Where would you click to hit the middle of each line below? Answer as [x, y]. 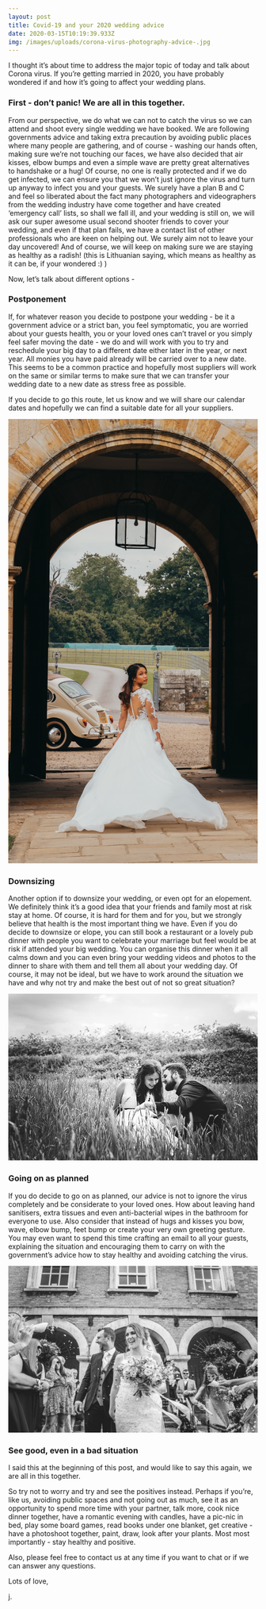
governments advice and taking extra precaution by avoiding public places [130, 137]
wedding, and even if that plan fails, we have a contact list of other [117, 229]
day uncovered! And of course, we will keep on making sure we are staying [131, 247]
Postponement [37, 299]
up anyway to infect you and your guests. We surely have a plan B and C [126, 187]
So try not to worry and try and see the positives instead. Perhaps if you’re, [131, 1492]
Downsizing [32, 881]
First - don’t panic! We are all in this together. [97, 103]
